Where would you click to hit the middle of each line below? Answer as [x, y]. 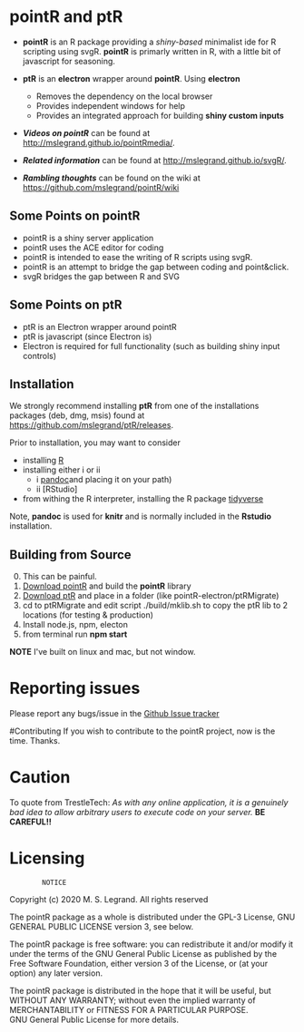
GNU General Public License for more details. [94, 1019]
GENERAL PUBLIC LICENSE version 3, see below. [101, 926]
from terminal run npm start [75, 634]
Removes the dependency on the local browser [124, 96]
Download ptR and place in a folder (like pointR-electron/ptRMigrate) [151, 596]
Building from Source [70, 555]
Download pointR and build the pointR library [107, 586]
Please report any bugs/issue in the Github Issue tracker [114, 714]
